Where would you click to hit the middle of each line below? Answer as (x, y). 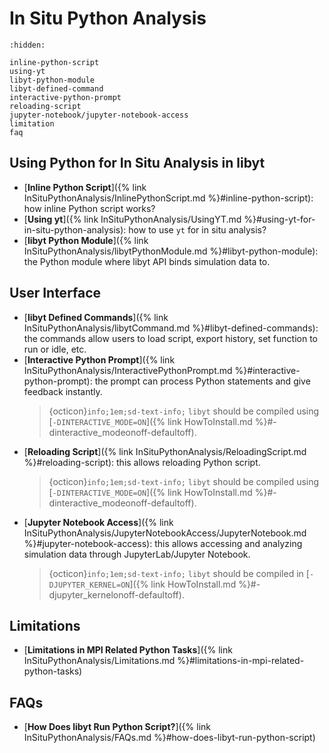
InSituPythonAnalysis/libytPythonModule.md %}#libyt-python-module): (171, 251)
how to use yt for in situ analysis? (197, 229)
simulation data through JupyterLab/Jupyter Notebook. (137, 554)
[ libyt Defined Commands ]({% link (96, 317)
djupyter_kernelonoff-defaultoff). (116, 594)
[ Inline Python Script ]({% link (85, 187)
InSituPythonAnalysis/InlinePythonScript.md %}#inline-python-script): (168, 198)
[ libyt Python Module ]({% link (86, 240)
